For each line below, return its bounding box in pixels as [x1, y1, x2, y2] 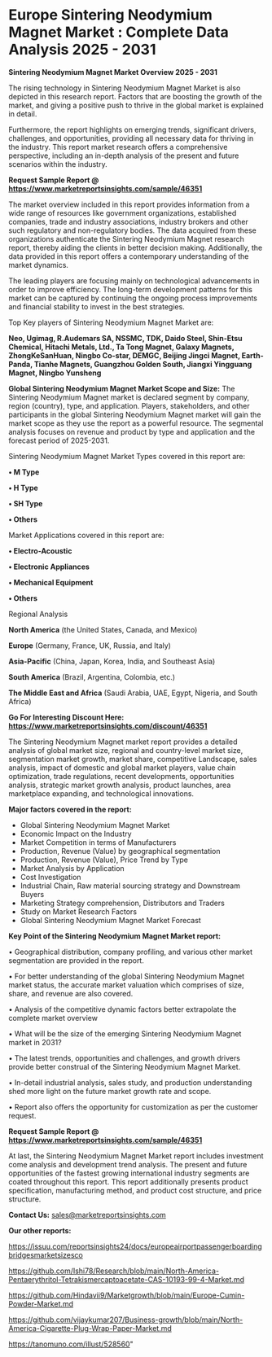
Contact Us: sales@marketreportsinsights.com [8, 1210, 167, 1219]
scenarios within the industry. [8, 159, 107, 169]
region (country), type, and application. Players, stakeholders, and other [8, 401, 250, 410]
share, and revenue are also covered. [8, 988, 134, 998]
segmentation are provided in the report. [8, 955, 144, 965]
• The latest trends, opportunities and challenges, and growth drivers [8, 1053, 240, 1063]
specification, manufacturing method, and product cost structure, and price [8, 1185, 262, 1195]
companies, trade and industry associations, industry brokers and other [8, 217, 248, 226]
